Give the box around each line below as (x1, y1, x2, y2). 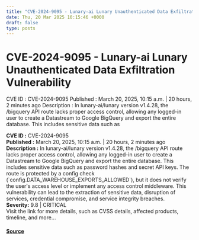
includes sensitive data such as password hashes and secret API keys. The (6, 164, 190, 171)
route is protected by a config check (6, 170, 95, 177)
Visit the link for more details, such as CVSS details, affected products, (6, 208, 179, 215)
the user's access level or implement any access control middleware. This (6, 183, 187, 190)
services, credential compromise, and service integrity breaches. (6, 195, 165, 202)
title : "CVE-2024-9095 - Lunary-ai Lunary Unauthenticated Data (6, 8, 168, 15)
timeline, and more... (6, 214, 56, 221)
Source (6, 228, 25, 235)
